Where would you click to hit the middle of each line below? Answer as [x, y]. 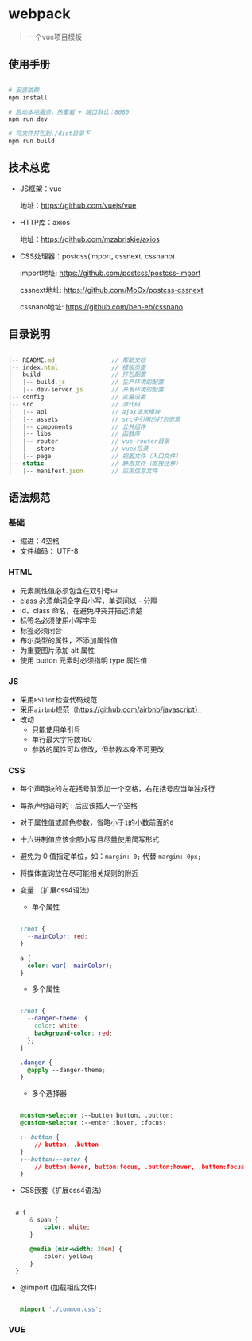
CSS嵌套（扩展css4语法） [62, 1191]
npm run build [32, 141]
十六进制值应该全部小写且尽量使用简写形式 [89, 839]
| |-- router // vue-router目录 [89, 441]
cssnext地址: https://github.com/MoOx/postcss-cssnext [111, 290]
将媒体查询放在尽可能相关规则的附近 [79, 873]
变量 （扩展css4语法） [56, 890]
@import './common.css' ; [61, 1309]
